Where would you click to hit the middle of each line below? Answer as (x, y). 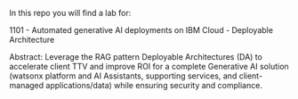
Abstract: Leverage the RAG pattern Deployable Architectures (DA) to (136, 57)
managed (27, 85)
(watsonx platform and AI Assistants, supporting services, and (123, 76)
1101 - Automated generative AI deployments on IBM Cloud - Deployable (141, 30)
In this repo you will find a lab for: (70, 13)
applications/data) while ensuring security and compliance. (154, 85)
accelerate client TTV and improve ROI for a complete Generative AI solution (149, 66)
